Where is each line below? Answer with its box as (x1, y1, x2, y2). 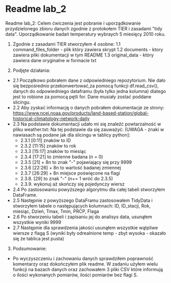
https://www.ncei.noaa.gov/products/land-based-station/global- (12, 110, 149, 116)
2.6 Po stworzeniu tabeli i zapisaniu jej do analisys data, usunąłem (12, 214, 153, 220)
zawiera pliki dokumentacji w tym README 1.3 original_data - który (12, 52, 154, 58)
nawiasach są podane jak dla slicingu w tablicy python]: (12, 131, 131, 138)
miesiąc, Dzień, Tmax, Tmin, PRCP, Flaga (12, 208, 99, 214)
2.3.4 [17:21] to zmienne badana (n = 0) (20, 154, 103, 160)
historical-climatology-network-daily (12, 115, 90, 121)
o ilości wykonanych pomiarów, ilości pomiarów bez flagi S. (12, 272, 138, 278)
